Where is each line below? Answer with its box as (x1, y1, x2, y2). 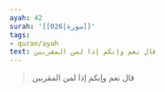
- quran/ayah (9, 38, 59, 48)
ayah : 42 (9, 13, 43, 23)
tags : (9, 30, 30, 39)
